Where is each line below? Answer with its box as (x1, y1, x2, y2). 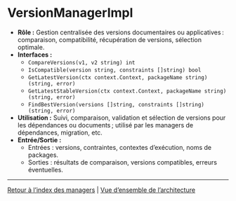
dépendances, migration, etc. (17, 128, 103, 137)
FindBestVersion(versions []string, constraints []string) (27, 101, 205, 108)
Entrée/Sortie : (17, 135, 62, 144)
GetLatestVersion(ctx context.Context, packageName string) (27, 74, 208, 81)
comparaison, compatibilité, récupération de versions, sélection (17, 35, 202, 43)
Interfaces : (17, 50, 53, 59)
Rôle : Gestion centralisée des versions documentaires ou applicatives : (17, 28, 224, 36)
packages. (27, 151, 58, 159)
